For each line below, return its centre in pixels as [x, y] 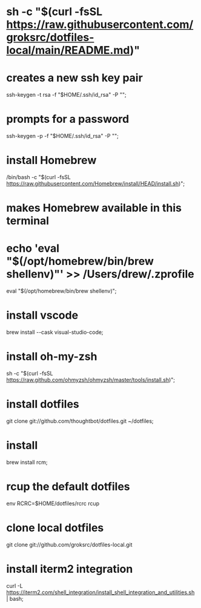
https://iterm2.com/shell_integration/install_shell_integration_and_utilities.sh [100, 592]
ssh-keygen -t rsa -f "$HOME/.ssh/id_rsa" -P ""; [66, 95]
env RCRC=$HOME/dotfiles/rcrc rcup [53, 503]
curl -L [15, 586]
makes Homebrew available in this [94, 208]
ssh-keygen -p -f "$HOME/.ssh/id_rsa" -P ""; [63, 136]
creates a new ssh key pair [75, 78]
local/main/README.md [68, 51]
